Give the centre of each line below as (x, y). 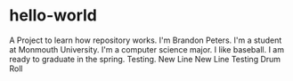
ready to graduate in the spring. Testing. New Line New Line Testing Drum (145, 59)
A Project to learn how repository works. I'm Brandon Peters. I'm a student (146, 40)
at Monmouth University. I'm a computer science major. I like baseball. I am (147, 49)
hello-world (53, 16)
